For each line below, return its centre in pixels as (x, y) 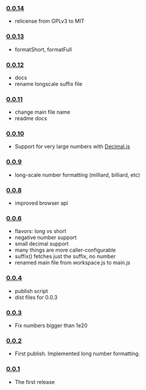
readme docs (31, 118)
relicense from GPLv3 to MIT (49, 21)
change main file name (43, 112)
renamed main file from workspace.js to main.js (72, 263)
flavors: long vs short (40, 231)
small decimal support (42, 244)
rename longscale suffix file (48, 83)
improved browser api (41, 203)
